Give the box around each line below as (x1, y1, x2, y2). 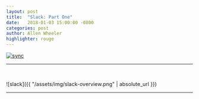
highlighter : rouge (6, 36, 54, 42)
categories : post (6, 25, 49, 31)
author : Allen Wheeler (6, 31, 62, 37)
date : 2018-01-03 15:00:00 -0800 (6, 19, 94, 25)
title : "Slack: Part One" (6, 14, 73, 20)
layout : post (6, 8, 38, 15)
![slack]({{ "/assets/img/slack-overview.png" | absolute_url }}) (6, 81, 157, 87)
